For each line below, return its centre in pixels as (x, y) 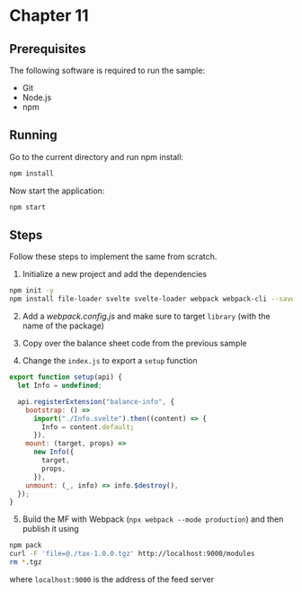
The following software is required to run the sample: (107, 70)
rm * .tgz (26, 562)
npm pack (26, 545)
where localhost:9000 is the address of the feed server (111, 579)
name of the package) (63, 326)
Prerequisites (48, 49)
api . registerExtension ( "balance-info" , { (96, 401)
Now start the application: (57, 191)
